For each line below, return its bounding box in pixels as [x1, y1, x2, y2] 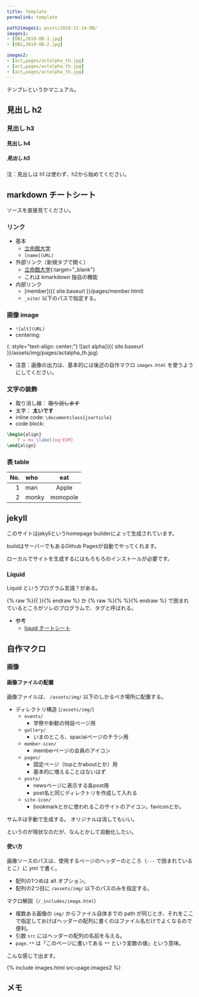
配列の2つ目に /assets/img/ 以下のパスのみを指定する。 [15, 884, 153, 891]
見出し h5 [7, 155, 30, 162]
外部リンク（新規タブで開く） [15, 259, 89, 266]
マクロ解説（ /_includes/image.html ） [7, 897, 100, 904]
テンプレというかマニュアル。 [7, 86, 80, 93]
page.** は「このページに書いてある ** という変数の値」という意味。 [15, 939, 184, 947]
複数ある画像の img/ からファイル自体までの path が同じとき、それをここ [15, 910, 194, 917]
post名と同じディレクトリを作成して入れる [33, 789, 137, 796]
